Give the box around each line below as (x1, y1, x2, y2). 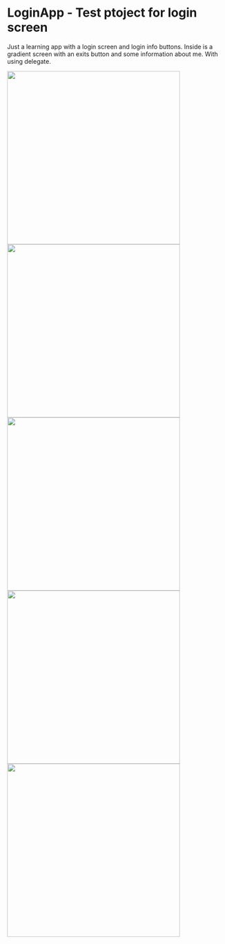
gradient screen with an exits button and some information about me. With (7, 50, 219, 58)
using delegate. (7, 57, 52, 65)
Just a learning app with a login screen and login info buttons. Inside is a (7, 42, 213, 51)
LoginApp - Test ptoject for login (7, 5, 197, 21)
